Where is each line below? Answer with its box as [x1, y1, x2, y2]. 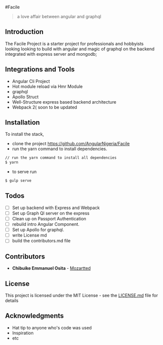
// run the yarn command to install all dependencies [5, 155, 117, 160]
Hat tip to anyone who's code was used [12, 324, 92, 330]
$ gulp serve [5, 178, 32, 183]
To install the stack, [5, 131, 44, 137]
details [5, 298, 19, 303]
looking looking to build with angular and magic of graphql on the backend [5, 46, 155, 52]
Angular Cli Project [12, 78, 50, 84]
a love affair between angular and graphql [17, 14, 102, 19]
